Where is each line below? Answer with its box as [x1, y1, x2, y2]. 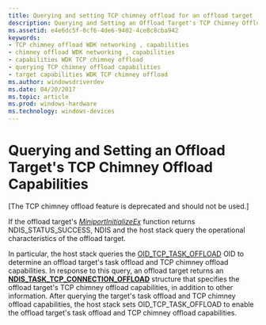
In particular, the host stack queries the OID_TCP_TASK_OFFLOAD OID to [8, 249, 244, 258]
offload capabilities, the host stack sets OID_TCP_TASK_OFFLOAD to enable [8, 299, 255, 309]
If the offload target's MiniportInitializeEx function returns [8, 216, 196, 226]
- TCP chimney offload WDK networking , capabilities [8, 41, 190, 49]
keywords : [8, 33, 41, 42]
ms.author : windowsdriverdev [8, 78, 104, 86]
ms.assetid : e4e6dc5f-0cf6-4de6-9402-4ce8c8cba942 [8, 26, 179, 34]
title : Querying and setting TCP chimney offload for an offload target [8, 11, 253, 20]
